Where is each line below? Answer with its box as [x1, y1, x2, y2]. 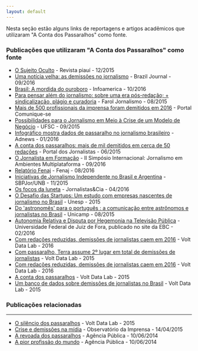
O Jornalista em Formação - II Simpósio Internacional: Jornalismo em [14, 154, 183, 161]
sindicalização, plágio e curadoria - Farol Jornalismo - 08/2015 [14, 98, 167, 105]
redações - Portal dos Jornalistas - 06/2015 [14, 148, 121, 155]
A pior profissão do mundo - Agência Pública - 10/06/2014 [14, 339, 157, 346]
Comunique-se [14, 110, 51, 117]
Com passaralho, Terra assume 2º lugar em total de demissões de [14, 248, 176, 255]
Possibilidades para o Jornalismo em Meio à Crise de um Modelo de [14, 116, 180, 124]
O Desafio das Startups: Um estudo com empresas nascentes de [14, 192, 173, 199]
